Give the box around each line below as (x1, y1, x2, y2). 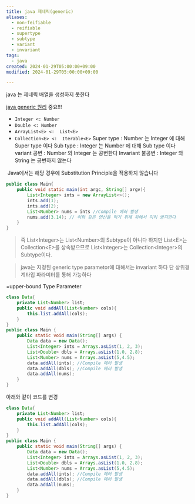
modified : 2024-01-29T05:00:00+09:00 (6, 69, 99, 75)
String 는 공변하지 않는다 (14, 157, 72, 164)
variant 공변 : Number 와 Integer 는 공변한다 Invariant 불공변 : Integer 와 (14, 150, 184, 157)
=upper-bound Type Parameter (6, 283, 82, 290)
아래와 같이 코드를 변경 (6, 393, 58, 400)
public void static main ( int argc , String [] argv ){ (16, 187, 146, 193)
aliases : (6, 14, 28, 20)
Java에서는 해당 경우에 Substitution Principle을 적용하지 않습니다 (7, 169, 159, 177)
